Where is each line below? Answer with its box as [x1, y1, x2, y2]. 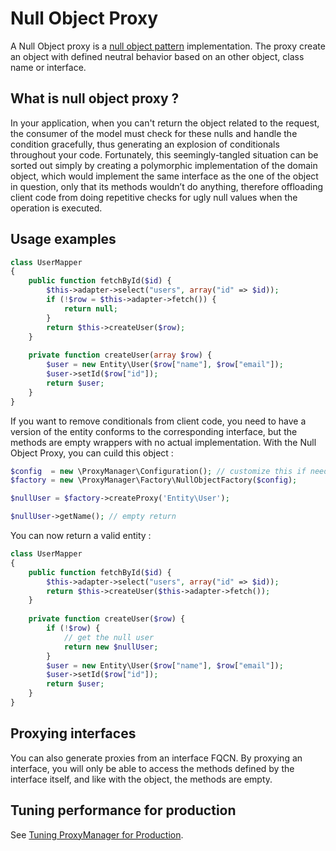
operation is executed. [10, 202, 103, 214]
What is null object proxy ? [10, 90, 180, 107]
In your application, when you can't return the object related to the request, [10, 117, 320, 129]
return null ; [63, 303, 118, 314]
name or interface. [10, 61, 87, 73]
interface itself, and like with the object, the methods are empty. [10, 773, 273, 785]
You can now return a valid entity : [10, 530, 152, 542]
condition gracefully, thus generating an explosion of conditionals [10, 138, 280, 150]
